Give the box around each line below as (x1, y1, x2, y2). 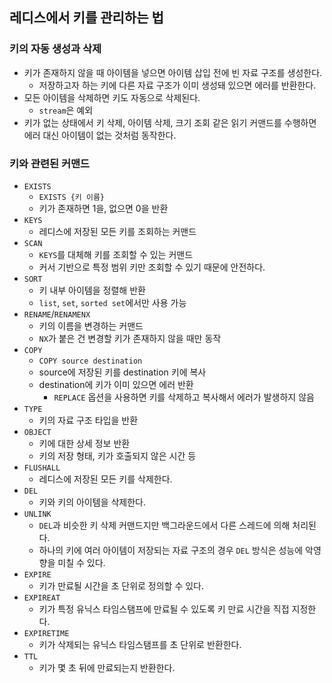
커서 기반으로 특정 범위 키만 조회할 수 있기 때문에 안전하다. (38, 261, 266, 273)
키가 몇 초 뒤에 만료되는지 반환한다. (38, 661, 176, 673)
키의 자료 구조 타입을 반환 (38, 414, 139, 426)
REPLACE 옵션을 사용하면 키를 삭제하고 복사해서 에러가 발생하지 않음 (53, 391, 315, 403)
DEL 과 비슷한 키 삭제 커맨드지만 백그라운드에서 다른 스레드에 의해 (38, 519, 291, 531)
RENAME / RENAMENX (23, 308, 91, 320)
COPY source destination (38, 356, 143, 366)
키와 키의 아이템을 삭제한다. (38, 496, 146, 508)
